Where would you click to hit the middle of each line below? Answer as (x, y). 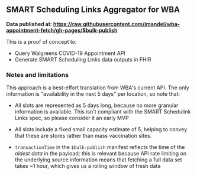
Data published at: (29, 24)
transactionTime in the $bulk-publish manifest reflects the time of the (100, 147)
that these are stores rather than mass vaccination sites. (83, 136)
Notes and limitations (38, 74)
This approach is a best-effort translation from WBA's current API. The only (98, 87)
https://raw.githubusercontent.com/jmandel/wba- (117, 24)
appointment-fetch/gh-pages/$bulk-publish (62, 30)
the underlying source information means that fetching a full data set (98, 160)
